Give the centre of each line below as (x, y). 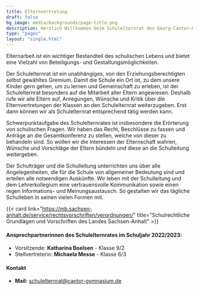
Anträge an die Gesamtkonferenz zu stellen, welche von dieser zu (86, 136)
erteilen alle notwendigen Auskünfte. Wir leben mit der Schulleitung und (94, 178)
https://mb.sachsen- (67, 209)
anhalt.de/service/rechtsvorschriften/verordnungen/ (70, 215)
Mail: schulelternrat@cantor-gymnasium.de (68, 281)
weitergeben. (22, 154)
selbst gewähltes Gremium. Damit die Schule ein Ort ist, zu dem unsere (93, 80)
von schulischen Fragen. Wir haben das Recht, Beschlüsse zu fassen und (96, 129)
